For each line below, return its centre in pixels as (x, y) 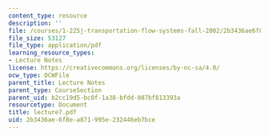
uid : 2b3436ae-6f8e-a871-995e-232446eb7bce (82, 120)
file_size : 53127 (37, 38)
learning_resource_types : (51, 53)
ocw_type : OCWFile (39, 75)
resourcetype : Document (48, 105)
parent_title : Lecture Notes (57, 82)
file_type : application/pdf (55, 46)
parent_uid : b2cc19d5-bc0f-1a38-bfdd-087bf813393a (94, 98)
